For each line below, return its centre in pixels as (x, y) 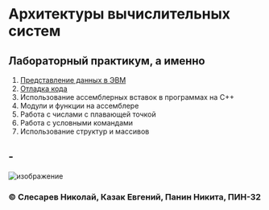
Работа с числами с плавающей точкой (88, 114)
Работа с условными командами (77, 123)
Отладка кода (43, 89)
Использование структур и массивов (85, 131)
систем (35, 31)
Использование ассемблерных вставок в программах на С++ (127, 97)
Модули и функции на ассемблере (79, 106)
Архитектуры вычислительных (120, 14)
